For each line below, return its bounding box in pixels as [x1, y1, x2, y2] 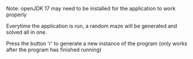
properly [6, 11, 27, 18]
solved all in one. [6, 29, 47, 36]
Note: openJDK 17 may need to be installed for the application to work [6, 5, 176, 12]
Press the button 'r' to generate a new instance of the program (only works [6, 40, 188, 47]
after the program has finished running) [6, 46, 102, 53]
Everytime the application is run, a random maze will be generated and [6, 23, 178, 29]
